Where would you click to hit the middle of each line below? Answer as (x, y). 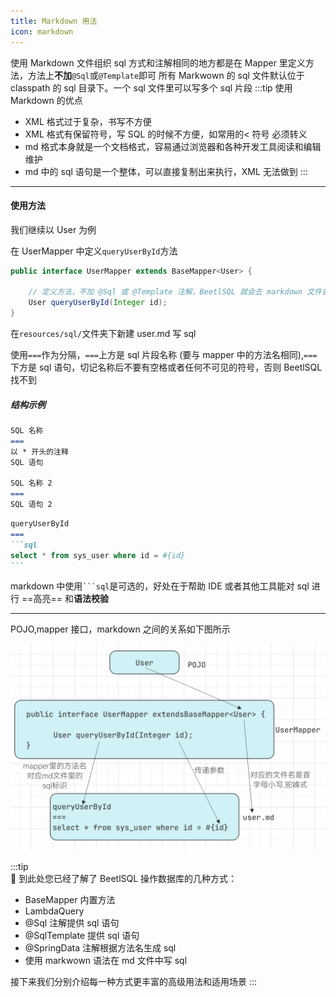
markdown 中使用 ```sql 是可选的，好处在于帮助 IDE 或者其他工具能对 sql (160, 586)
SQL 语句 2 (31, 505)
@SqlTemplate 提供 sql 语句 (82, 936)
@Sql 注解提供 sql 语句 (72, 923)
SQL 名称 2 (31, 483)
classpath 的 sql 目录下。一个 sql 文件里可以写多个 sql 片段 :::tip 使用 (151, 87)
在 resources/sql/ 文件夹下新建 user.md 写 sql (103, 334)
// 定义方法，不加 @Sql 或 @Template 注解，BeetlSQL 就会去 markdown (165, 292)
